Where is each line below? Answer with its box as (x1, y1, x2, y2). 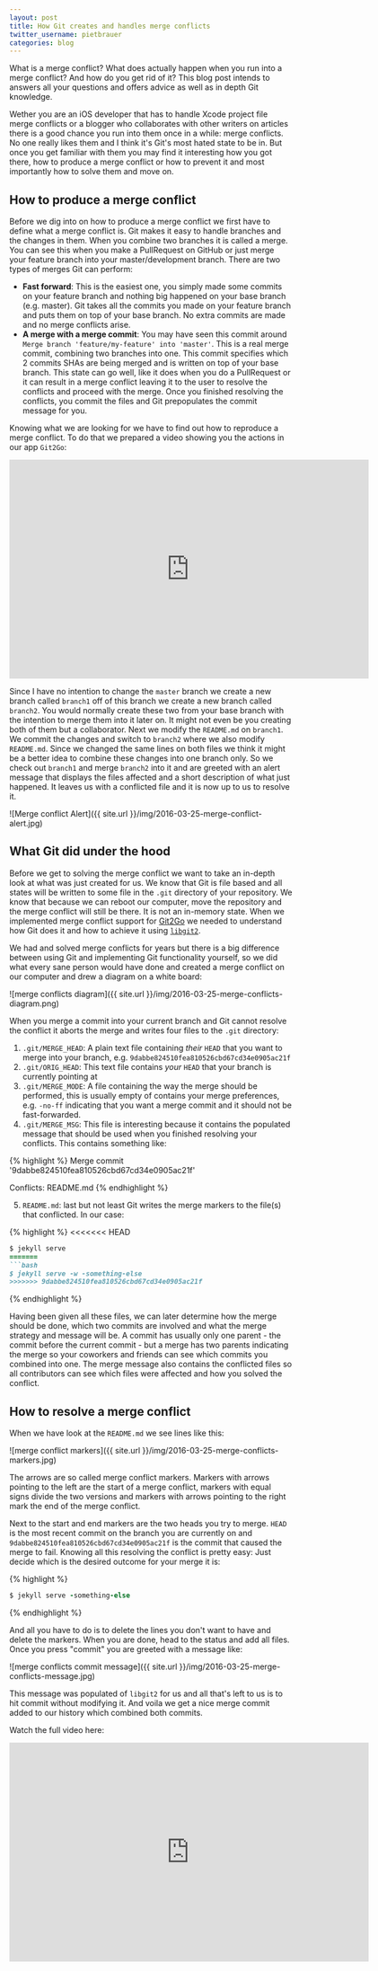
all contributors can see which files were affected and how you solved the (9, 1368, 283, 1379)
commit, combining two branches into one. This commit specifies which (22, 348, 289, 359)
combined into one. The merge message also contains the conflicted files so (9, 1358, 293, 1370)
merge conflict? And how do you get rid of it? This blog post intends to (9, 73, 271, 84)
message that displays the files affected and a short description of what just (9, 772, 290, 782)
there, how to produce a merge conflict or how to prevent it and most (9, 156, 265, 167)
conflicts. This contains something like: (22, 1137, 168, 1148)
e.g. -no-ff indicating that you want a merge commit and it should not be (22, 1100, 292, 1110)
